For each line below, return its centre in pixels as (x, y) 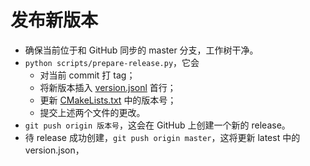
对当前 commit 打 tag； (87, 75)
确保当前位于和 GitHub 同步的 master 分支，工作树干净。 (141, 50)
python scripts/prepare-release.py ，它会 (112, 62)
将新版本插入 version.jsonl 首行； (108, 87)
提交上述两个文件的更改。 (92, 112)
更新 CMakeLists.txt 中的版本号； (108, 100)
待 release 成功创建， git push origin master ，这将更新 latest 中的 (162, 137)
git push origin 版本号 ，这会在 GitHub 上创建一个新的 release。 (157, 125)
